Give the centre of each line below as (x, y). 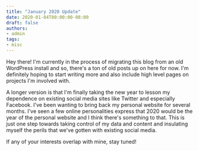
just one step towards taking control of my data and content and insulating (97, 124)
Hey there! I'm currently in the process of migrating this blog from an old (95, 62)
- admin (16, 34)
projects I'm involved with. (38, 80)
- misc (14, 45)
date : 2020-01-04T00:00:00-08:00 (48, 17)
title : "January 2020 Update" (44, 12)
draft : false (22, 23)
